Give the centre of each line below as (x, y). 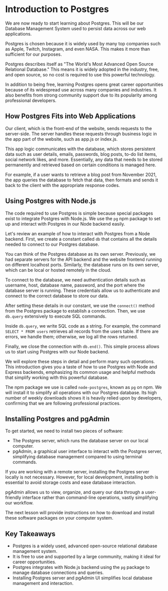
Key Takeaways (30, 534)
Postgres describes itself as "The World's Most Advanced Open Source (79, 64)
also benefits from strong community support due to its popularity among (81, 95)
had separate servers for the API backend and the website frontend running (83, 259)
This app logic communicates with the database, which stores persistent (80, 149)
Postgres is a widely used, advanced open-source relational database (85, 546)
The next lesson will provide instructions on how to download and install (80, 513)
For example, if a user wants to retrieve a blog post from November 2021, (81, 174)
